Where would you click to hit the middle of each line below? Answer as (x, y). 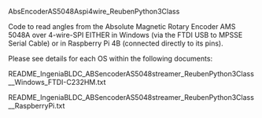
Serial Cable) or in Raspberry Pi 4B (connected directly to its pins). (116, 43)
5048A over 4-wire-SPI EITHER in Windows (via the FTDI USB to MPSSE (125, 35)
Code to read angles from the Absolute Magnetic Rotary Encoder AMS (122, 26)
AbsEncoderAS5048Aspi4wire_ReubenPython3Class (94, 11)
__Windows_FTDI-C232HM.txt (57, 82)
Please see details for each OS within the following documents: (111, 59)
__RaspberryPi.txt (37, 106)
